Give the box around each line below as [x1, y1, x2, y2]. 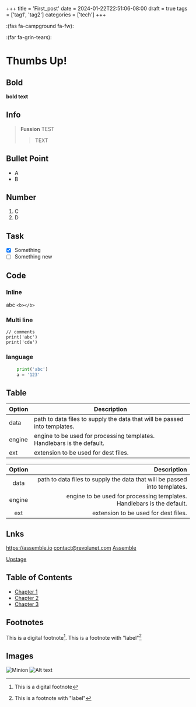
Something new [14, 253, 52, 260]
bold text [6, 93, 28, 100]
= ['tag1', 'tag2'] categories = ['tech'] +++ [6, 11, 106, 18]
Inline [6, 288, 22, 296]
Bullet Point [6, 154, 49, 164]
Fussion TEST [20, 125, 55, 132]
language [6, 353, 34, 361]
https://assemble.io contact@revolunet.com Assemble [6, 544, 136, 551]
